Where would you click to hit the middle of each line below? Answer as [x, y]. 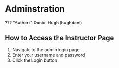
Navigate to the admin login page [46, 49]
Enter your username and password [48, 55]
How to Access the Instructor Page [59, 38]
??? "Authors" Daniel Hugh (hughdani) [44, 23]
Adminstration [35, 9]
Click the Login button [35, 60]
